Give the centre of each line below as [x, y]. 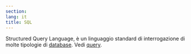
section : [16, 11]
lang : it [16, 17]
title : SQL [19, 22]
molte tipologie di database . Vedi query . [54, 45]
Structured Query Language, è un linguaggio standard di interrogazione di [95, 39]
